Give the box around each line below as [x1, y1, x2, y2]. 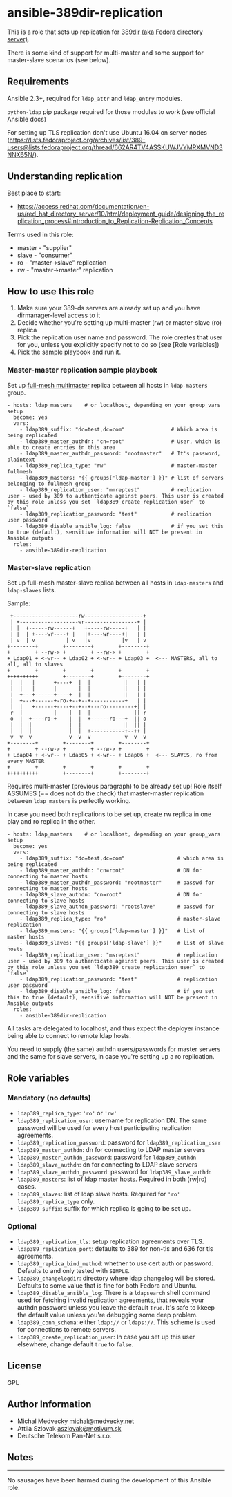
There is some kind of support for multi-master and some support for [7, 48, 204, 57]
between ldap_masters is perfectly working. [7, 796, 131, 804]
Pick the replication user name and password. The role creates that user [17, 333, 223, 341]
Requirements [7, 76, 69, 88]
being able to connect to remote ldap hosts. [7, 1031, 131, 1039]
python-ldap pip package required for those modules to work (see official [7, 107, 215, 115]
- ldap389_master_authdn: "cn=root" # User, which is [19, 437, 221, 445]
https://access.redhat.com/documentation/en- [17, 202, 150, 210]
